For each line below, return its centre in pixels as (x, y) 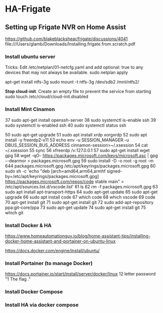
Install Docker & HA (28, 225)
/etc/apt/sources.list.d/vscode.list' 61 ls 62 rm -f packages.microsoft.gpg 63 (81, 186)
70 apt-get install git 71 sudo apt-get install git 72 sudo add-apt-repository (79, 202)
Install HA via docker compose (42, 305)
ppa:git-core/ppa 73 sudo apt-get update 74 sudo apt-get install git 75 (75, 207)
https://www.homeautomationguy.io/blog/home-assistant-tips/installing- (78, 236)
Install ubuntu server (30, 56)
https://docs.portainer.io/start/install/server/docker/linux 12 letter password (80, 274)
